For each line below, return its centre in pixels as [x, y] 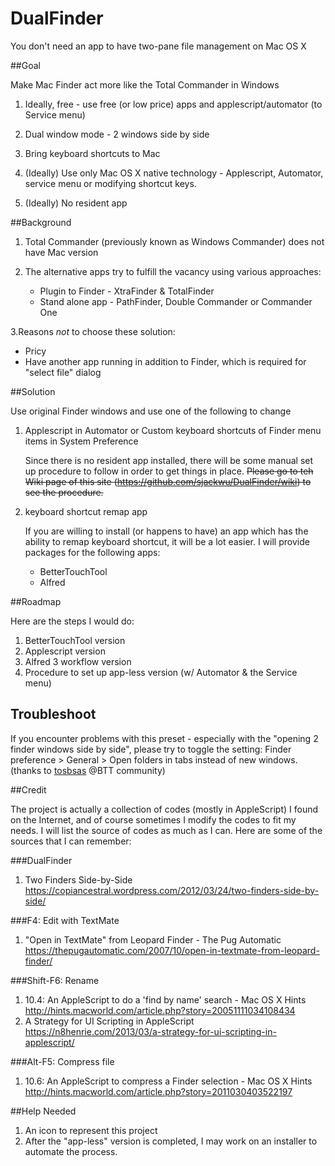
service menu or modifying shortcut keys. [110, 183]
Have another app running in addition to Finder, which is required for [165, 361]
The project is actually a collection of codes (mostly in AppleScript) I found [164, 809]
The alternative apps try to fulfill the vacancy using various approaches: [173, 271]
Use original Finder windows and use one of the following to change [151, 411]
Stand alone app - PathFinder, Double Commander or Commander [176, 301]
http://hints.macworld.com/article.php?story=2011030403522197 [158, 1091]
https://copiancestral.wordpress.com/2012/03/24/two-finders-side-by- [172, 890]
